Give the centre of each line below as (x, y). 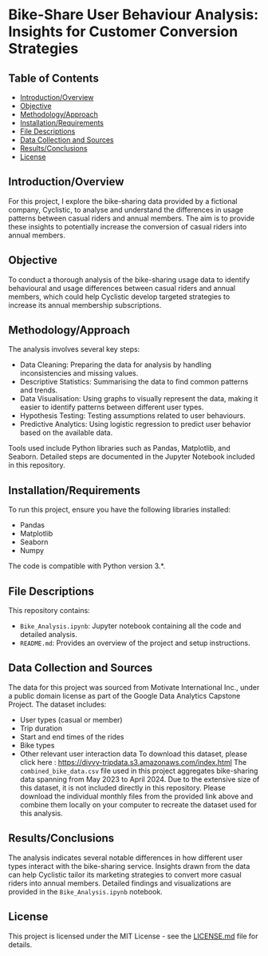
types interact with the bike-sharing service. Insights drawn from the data (129, 866)
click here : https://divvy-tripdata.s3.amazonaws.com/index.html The (133, 762)
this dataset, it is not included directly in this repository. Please (122, 787)
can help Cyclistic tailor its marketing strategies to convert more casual (125, 874)
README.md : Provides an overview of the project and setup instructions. (135, 643)
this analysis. (41, 813)
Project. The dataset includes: (57, 704)
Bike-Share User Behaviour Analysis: (134, 15)
